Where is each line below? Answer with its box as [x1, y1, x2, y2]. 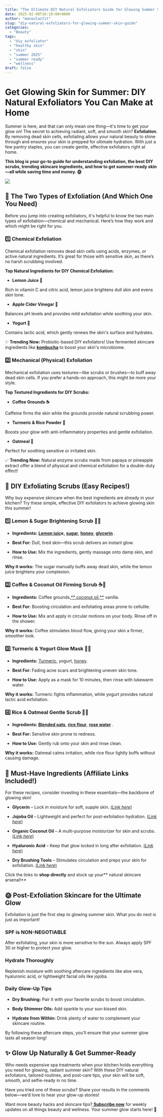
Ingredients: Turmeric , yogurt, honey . [12, 658, 88, 664]
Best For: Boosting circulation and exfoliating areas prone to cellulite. [12, 604, 150, 609]
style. [5, 380, 16, 386]
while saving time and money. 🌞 [15, 168, 81, 175]
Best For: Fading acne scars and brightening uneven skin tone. [12, 668, 138, 673]
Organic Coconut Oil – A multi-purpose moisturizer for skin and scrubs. [12, 828, 156, 834]
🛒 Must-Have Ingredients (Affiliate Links [5, 769, 129, 777]
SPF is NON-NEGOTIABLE [5, 929, 66, 936]
